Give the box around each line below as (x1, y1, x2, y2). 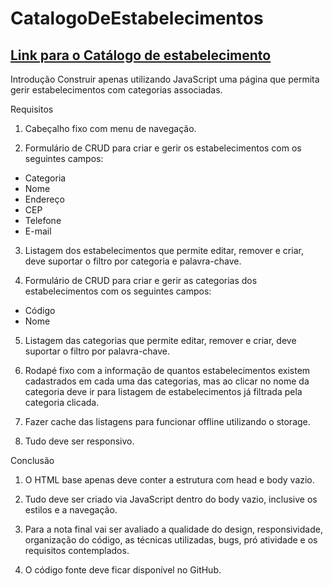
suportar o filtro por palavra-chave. (24, 345, 171, 357)
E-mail (24, 225, 52, 237)
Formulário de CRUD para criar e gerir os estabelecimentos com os (24, 142, 302, 154)
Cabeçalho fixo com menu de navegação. (24, 123, 197, 134)
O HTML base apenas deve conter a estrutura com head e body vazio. (24, 474, 315, 486)
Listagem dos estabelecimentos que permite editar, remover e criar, (24, 245, 304, 256)
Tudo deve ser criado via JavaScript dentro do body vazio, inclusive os (24, 493, 318, 505)
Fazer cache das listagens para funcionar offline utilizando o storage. (24, 416, 311, 427)
